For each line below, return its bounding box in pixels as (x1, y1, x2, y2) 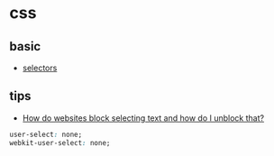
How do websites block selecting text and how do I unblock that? (22, 112, 264, 124)
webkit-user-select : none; (9, 138, 111, 147)
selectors (22, 62, 58, 73)
